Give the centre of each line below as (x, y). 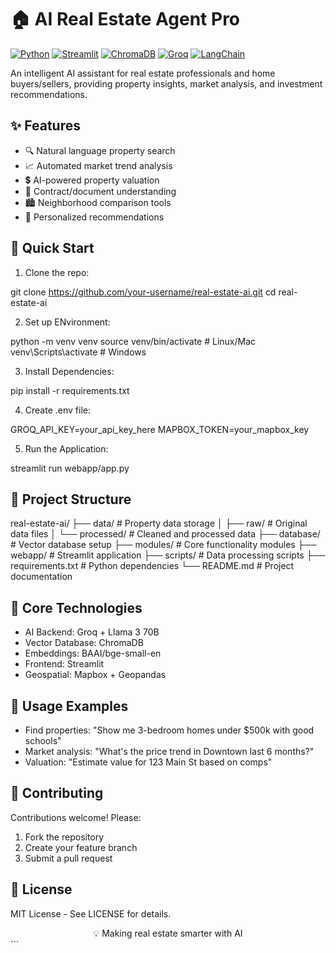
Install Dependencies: (69, 371)
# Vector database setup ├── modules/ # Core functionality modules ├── (163, 545)
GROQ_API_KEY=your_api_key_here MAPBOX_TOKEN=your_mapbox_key (160, 429)
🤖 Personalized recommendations (94, 217)
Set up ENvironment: (67, 322)
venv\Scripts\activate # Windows (78, 352)
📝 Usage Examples (69, 706)
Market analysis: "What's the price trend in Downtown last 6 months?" (169, 751)
